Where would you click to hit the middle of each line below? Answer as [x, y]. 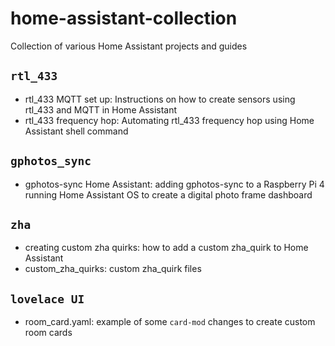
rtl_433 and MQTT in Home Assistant [101, 109]
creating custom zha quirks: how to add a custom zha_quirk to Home [166, 248]
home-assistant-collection [124, 18]
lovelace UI [47, 299]
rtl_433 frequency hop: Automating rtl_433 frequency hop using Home [169, 120]
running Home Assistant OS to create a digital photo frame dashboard [168, 194]
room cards [48, 333]
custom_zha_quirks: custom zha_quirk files [113, 269]
